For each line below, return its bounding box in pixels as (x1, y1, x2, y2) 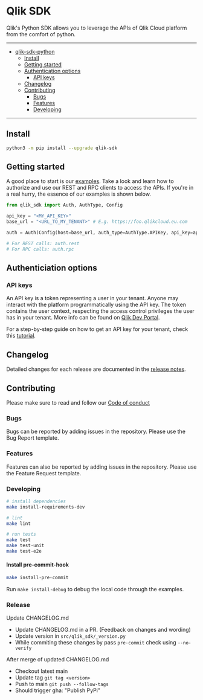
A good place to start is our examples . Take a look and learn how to (6, 178, 174, 185)
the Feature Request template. (6, 469, 82, 477)
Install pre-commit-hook (6, 561, 69, 568)
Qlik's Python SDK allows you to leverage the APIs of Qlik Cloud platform (6, 24, 187, 31)
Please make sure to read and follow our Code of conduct (6, 399, 150, 406)
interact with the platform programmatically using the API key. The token (6, 301, 186, 309)
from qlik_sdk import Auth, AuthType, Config (6, 202, 123, 208)
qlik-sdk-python (14, 48, 55, 55)
